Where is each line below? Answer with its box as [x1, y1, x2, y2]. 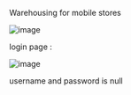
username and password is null [9, 76, 124, 86]
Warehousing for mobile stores [9, 8, 121, 18]
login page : [9, 41, 53, 52]
